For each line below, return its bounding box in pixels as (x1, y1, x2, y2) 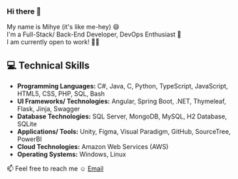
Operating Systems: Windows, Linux (16, 150, 126, 159)
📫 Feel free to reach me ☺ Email (6, 164, 104, 173)
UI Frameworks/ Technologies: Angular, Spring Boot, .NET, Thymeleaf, (16, 97, 227, 106)
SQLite (16, 120, 37, 128)
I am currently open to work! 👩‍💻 (6, 38, 100, 46)
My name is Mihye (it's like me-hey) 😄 (6, 23, 120, 31)
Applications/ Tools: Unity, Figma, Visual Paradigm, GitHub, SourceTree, (16, 128, 231, 136)
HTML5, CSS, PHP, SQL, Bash (16, 89, 105, 98)
